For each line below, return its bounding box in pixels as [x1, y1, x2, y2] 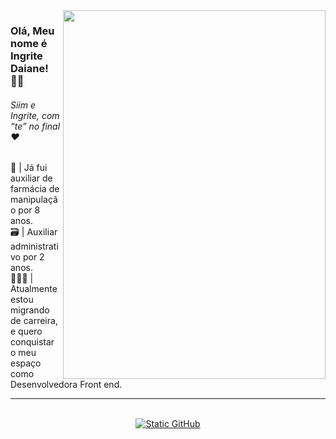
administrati [10, 240, 59, 253]
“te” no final [10, 120, 61, 132]
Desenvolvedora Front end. [10, 379, 123, 391]
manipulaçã [10, 194, 58, 206]
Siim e [10, 99, 37, 111]
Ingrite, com [10, 109, 60, 121]
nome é [10, 36, 48, 50]
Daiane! [10, 61, 49, 75]
